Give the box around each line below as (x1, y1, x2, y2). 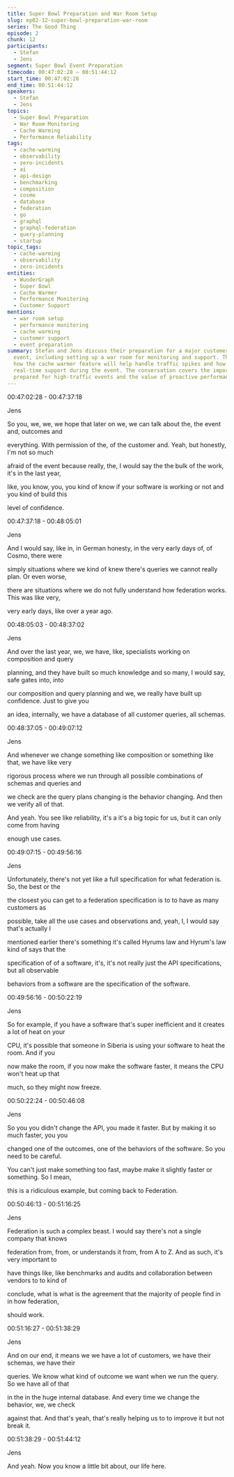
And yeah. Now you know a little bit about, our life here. (7, 1462, 166, 1470)
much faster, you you (7, 1131, 68, 1139)
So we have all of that (7, 1379, 70, 1388)
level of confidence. (7, 503, 65, 511)
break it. (7, 1421, 31, 1430)
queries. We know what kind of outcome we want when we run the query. (7, 1372, 219, 1380)
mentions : (7, 308, 36, 316)
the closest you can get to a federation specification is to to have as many (7, 896, 219, 904)
